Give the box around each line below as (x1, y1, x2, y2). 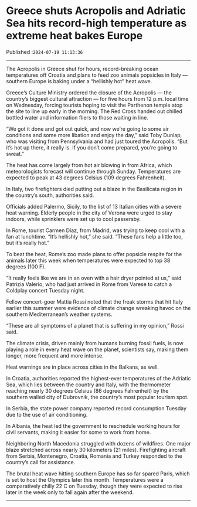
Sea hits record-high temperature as (6, 16, 187, 30)
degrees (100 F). (6, 263, 46, 270)
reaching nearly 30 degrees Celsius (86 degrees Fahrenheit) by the (6, 387, 169, 394)
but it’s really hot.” (6, 239, 50, 246)
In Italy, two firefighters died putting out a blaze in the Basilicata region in (6, 185, 183, 192)
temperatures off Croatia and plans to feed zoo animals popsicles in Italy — (6, 72, 188, 79)
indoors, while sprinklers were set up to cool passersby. (6, 215, 141, 222)
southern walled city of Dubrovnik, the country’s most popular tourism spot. (6, 393, 189, 400)
